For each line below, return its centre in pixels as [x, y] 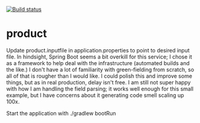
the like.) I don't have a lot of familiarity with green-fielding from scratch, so [100, 69]
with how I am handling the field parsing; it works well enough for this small [100, 89]
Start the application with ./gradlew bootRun [61, 113]
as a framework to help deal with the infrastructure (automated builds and [98, 63]
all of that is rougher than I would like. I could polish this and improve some [99, 76]
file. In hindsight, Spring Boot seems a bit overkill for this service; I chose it [99, 57]
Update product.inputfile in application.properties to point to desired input [98, 50]
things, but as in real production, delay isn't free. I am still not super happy [98, 82]
